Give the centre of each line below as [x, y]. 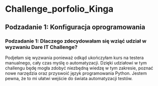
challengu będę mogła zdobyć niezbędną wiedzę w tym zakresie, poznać [79, 68]
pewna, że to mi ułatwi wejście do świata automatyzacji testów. [69, 78]
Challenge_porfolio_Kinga [59, 9]
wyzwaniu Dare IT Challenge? [41, 47]
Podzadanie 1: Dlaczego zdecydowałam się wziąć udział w [76, 41]
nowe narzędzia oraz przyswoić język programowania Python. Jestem [76, 73]
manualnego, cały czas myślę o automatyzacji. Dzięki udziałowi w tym [76, 63]
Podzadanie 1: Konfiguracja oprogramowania [75, 27]
